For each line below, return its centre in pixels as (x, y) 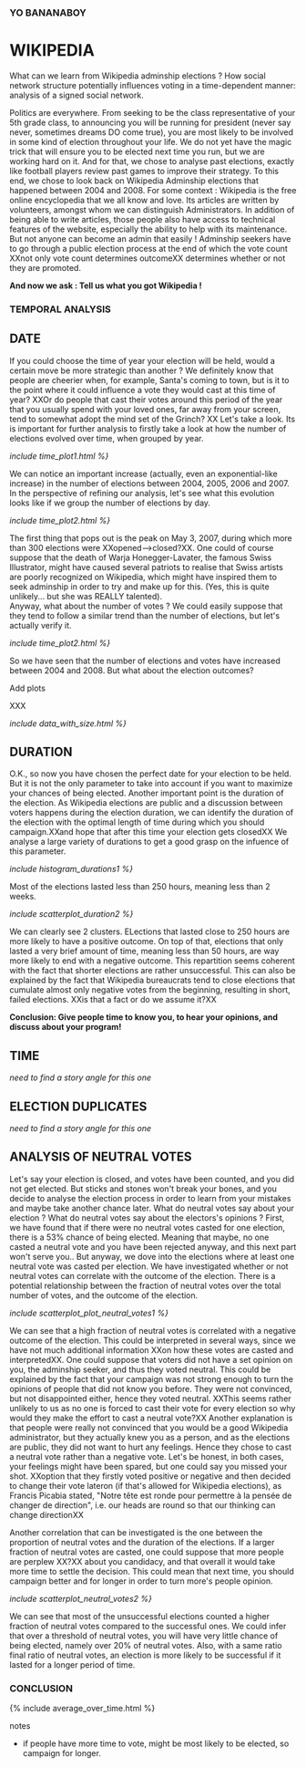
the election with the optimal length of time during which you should (137, 822)
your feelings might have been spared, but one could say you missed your (148, 1466)
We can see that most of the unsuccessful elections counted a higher (140, 1616)
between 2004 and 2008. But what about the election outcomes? (132, 670)
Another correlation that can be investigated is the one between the (136, 1532)
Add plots (27, 688)
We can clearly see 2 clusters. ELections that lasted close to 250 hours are (149, 931)
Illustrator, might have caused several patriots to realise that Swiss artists (147, 567)
